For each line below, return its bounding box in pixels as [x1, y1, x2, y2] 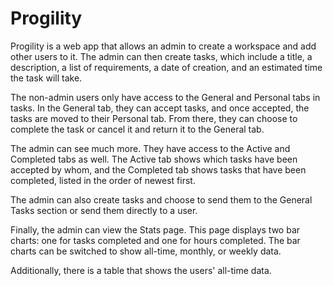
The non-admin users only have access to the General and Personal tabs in [10, 91, 321, 103]
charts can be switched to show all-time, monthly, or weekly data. [10, 245, 282, 257]
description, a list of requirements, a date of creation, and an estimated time [10, 61, 323, 73]
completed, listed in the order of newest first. [10, 174, 196, 186]
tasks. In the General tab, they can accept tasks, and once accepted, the [10, 102, 310, 114]
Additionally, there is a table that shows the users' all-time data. [10, 264, 272, 276]
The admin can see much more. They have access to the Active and [10, 142, 291, 154]
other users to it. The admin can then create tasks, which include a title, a [10, 50, 313, 62]
